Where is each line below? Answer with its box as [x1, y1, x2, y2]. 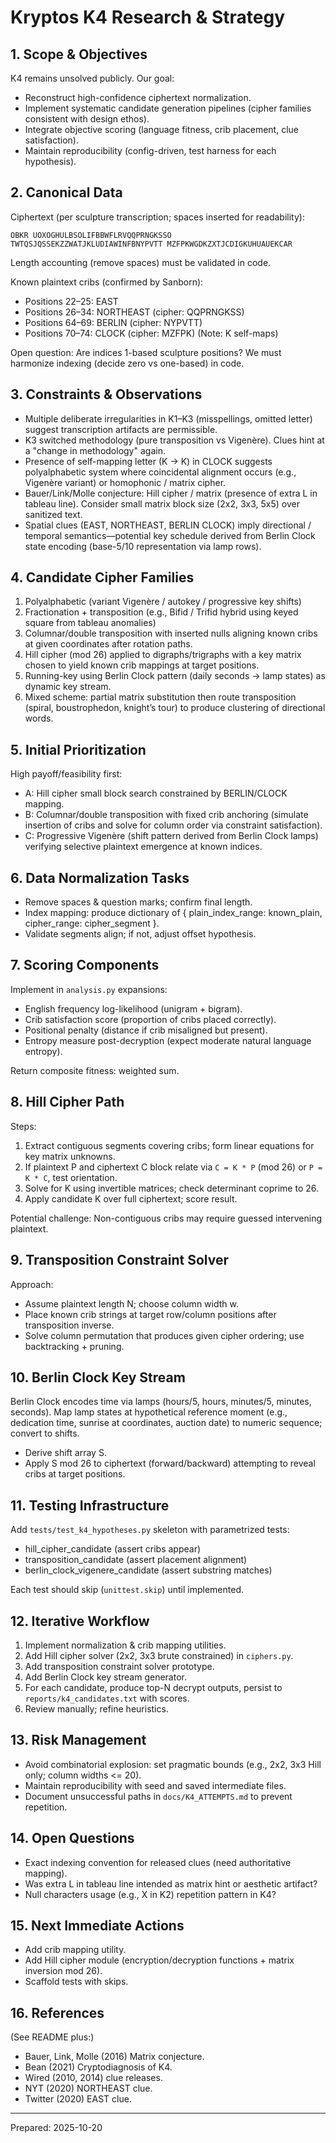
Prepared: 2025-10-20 [10, 2122, 103, 2134]
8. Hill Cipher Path [10, 1094, 125, 1111]
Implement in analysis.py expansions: [10, 983, 168, 995]
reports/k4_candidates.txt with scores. [24, 1692, 190, 1704]
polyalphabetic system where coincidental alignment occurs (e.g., [24, 466, 297, 478]
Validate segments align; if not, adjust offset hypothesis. [24, 928, 257, 940]
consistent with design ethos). [24, 113, 150, 125]
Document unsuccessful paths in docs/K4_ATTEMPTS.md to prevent [24, 1790, 293, 1802]
